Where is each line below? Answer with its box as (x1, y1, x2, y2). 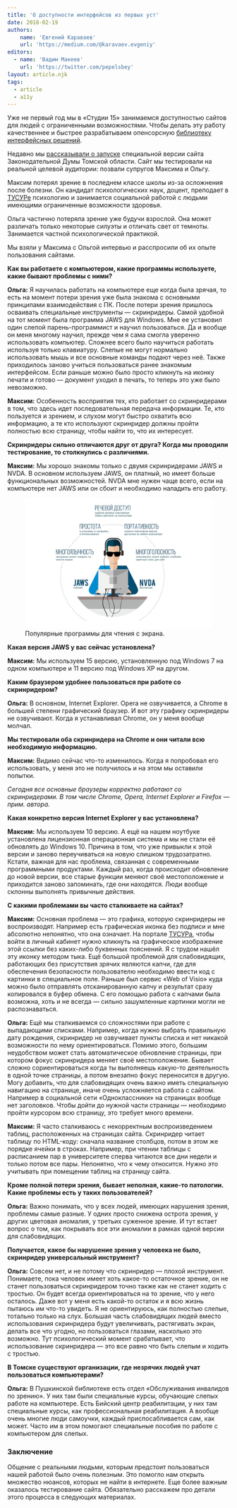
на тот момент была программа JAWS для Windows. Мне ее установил (7, 316, 222, 324)
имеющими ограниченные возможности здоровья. (7, 201, 162, 210)
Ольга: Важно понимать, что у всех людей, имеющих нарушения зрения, (7, 1202, 229, 1211)
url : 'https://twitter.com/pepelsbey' (20, 64, 134, 71)
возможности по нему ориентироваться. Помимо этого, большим (7, 1041, 208, 1050)
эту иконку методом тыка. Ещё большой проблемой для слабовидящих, (7, 952, 226, 961)
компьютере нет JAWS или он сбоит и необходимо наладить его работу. (7, 484, 228, 493)
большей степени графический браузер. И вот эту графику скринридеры (7, 707, 229, 715)
